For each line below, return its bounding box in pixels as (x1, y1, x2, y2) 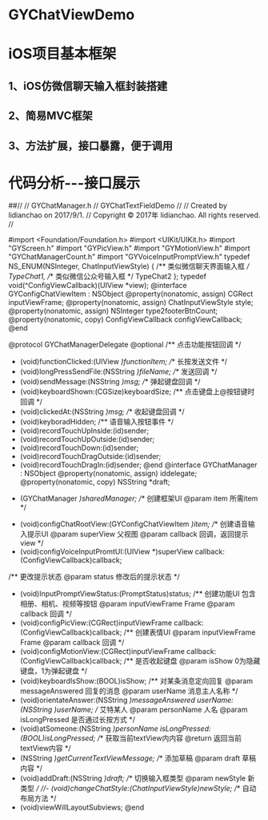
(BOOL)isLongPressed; (19, 733, 96, 743)
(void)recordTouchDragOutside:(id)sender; (19, 452, 162, 461)
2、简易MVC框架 (8, 109, 94, 123)
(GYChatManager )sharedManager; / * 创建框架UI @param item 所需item (19, 493, 258, 503)
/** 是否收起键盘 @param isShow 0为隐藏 (123, 656, 261, 666)
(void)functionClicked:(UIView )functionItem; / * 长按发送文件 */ (19, 357, 228, 367)
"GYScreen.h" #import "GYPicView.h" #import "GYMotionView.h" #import (8, 243, 250, 254)
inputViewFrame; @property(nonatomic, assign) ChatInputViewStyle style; (8, 298, 254, 307)
